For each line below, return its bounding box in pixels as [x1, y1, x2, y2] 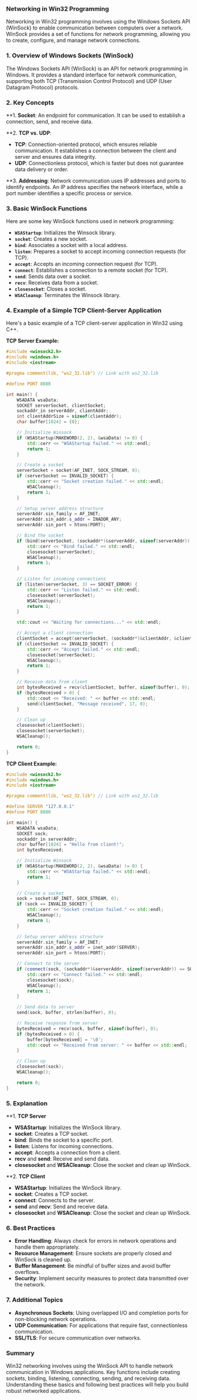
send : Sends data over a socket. [14, 273, 91, 280]
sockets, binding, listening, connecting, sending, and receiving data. [6, 1375, 171, 1382]
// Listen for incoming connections [16, 576, 107, 582]
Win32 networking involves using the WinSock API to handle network [6, 1362, 174, 1369]
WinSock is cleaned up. [14, 1256, 72, 1263]
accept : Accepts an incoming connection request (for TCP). [14, 261, 158, 268]
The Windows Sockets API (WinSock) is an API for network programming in [6, 65, 188, 72]
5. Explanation [6, 1099, 48, 1108]
